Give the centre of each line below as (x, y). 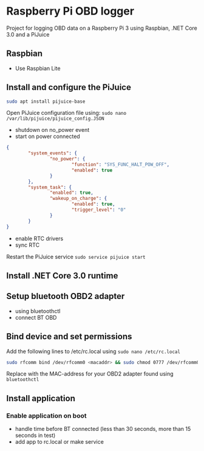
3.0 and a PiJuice (28, 34)
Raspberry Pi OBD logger (70, 11)
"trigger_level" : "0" (99, 210)
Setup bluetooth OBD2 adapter (66, 296)
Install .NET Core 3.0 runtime (62, 276)
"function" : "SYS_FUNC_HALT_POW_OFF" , (121, 165)
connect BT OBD (36, 317)
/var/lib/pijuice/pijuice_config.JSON (55, 119)
